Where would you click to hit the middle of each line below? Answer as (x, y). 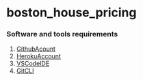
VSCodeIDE (33, 64)
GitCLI (25, 71)
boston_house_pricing (71, 13)
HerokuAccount (38, 56)
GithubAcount (36, 49)
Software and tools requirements (62, 34)
